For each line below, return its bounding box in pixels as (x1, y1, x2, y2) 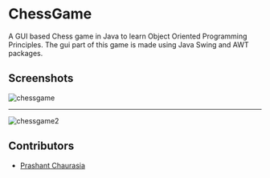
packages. (8, 48, 43, 58)
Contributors (8, 140, 75, 153)
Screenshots (8, 71, 74, 85)
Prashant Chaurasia (19, 160, 86, 170)
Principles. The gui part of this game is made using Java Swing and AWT (8, 39, 249, 49)
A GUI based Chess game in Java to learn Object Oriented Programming (8, 31, 247, 41)
